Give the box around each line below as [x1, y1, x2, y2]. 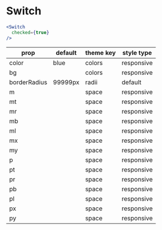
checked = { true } [11, 29, 50, 35]
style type [122, 48, 152, 57]
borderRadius [9, 78, 48, 86]
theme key [85, 48, 116, 57]
